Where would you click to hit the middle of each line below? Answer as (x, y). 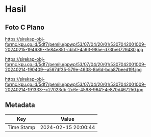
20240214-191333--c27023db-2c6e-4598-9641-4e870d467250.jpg (74, 89)
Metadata (20, 105)
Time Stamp (22, 127)
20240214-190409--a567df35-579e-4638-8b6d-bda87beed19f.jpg (74, 69)
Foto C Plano (25, 27)
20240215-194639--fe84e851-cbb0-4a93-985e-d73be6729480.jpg (74, 50)
